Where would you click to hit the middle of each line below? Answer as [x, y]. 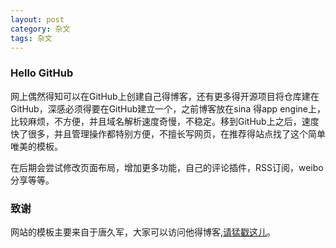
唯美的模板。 [36, 146]
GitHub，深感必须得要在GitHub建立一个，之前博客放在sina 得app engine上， [168, 108]
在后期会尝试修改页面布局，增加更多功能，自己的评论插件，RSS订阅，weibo [167, 167]
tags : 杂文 [31, 38]
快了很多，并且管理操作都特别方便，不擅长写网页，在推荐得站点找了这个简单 [168, 133]
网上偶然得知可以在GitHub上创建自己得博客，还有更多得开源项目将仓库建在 [165, 96]
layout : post [37, 19]
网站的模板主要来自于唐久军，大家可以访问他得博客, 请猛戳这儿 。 [143, 232]
